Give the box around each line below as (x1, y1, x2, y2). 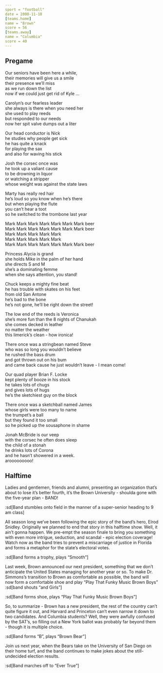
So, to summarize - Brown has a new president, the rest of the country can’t (5, 603, 157, 609)
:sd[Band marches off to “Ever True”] (5, 663, 79, 669)
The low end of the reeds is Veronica (5, 311, 79, 317)
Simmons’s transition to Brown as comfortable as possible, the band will (5, 574, 149, 580)
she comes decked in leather (5, 321, 63, 327)
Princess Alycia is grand (5, 250, 54, 256)
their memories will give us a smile (5, 75, 74, 81)
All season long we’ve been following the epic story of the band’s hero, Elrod (5, 519, 159, 525)
